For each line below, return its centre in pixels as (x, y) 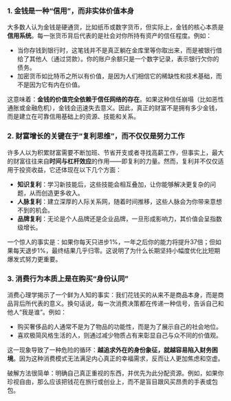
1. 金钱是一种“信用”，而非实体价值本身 (71, 10)
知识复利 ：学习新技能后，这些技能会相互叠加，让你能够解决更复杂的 (113, 184)
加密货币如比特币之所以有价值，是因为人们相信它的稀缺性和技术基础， (117, 76)
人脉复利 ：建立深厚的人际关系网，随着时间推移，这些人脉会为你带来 (113, 202)
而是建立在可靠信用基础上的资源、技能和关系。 (73, 117)
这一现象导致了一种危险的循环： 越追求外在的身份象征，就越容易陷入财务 (109, 349)
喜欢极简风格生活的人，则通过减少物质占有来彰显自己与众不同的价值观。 (119, 335)
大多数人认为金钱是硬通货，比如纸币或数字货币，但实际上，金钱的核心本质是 (115, 27)
